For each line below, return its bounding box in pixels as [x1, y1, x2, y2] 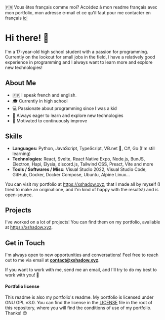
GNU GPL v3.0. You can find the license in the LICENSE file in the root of [5, 300, 153, 306]
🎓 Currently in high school [12, 98, 68, 104]
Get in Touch [5, 239, 45, 247]
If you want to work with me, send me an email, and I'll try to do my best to [5, 267, 157, 273]
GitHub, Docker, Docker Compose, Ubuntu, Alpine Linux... [12, 171, 130, 177]
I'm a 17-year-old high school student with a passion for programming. [5, 49, 148, 54]
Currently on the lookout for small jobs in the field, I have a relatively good [5, 54, 156, 60]
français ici [5, 15, 28, 21]
